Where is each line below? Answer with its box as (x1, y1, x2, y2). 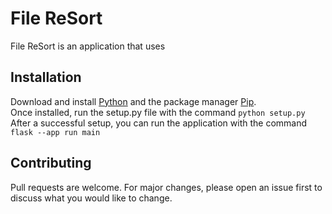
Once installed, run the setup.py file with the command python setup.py (10, 106, 306, 118)
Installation (10, 69, 82, 86)
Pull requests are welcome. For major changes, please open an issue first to (10, 181, 323, 193)
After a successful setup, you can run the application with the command (10, 117, 308, 129)
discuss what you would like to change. (10, 192, 173, 204)
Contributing (10, 155, 92, 172)
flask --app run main (10, 127, 101, 137)
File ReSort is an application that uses (10, 40, 166, 52)
